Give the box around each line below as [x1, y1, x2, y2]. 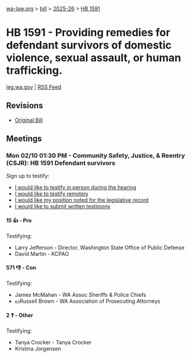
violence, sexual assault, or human [6, 51, 182, 65]
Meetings [6, 134, 43, 144]
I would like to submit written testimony [14, 203, 111, 210]
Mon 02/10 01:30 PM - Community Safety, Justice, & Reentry [6, 152, 186, 160]
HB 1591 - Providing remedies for [6, 26, 171, 39]
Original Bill [14, 116, 43, 124]
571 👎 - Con [6, 264, 37, 271]
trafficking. [6, 64, 63, 77]
